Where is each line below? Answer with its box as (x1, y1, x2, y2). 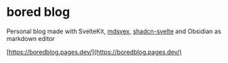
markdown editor (6, 34, 55, 42)
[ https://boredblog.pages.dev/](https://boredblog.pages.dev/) (6, 48, 182, 56)
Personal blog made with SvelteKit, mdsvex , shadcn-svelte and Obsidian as (6, 27, 222, 35)
